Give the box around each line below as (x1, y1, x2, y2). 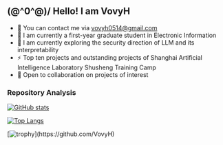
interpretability (17, 45, 59, 54)
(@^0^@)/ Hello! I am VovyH (7, 5, 131, 17)
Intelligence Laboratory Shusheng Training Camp (17, 63, 157, 71)
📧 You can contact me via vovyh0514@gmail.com (17, 23, 158, 32)
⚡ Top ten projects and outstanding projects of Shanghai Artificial (17, 53, 203, 61)
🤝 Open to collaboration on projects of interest (17, 70, 149, 78)
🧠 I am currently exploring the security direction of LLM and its (17, 38, 195, 47)
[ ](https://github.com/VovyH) (7, 130, 115, 138)
